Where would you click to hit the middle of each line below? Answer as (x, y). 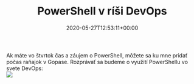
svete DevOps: (25, 68)
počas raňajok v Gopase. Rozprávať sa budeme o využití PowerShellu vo (97, 62)
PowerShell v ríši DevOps (102, 11)
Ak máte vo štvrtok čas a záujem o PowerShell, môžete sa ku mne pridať (97, 55)
